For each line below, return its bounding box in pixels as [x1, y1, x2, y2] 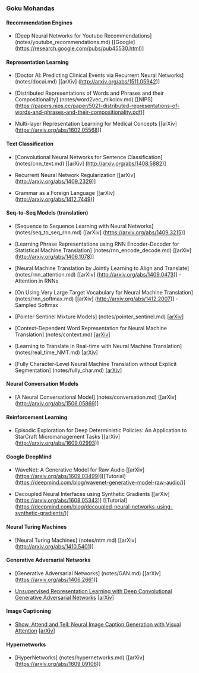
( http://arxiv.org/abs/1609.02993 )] [14, 439, 99, 446]
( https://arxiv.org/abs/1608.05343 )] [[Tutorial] [14, 497, 128, 504]
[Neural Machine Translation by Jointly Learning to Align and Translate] [14, 264, 189, 272]
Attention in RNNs [14, 277, 59, 284]
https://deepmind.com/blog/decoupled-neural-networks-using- [17, 503, 173, 510]
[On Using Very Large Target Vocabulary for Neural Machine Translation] [14, 289, 194, 296]
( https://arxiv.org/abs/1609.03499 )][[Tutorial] [14, 473, 126, 480]
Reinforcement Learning [6, 413, 68, 421]
